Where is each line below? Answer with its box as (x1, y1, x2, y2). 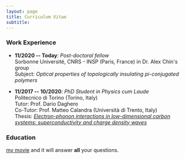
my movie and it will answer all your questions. (6, 146, 119, 153)
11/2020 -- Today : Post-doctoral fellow (14, 52, 109, 59)
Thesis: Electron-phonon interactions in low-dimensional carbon (14, 112, 171, 119)
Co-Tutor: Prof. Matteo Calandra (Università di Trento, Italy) (14, 106, 157, 114)
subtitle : (6, 19, 30, 25)
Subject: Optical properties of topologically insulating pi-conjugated (14, 70, 180, 77)
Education (6, 133, 36, 142)
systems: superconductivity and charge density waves (14, 119, 148, 126)
